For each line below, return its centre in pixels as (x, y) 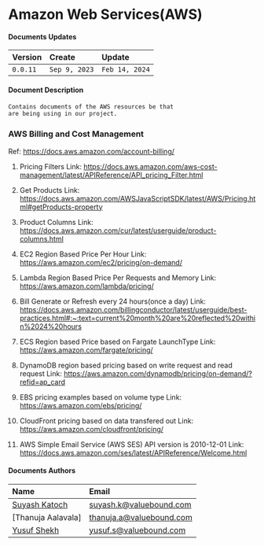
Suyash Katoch (40, 504)
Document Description (46, 90)
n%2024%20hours (51, 326)
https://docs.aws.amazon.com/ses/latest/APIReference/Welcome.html (133, 452)
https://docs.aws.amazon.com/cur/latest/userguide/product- (118, 231)
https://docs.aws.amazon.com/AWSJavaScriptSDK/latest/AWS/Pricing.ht (137, 198)
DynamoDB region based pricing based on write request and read (126, 365)
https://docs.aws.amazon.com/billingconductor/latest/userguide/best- (133, 309)
